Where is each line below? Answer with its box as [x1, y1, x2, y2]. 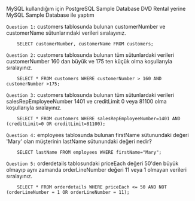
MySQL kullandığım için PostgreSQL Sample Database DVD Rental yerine [6, 5, 186, 12]
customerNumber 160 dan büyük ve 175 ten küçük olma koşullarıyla [6, 58, 172, 65]
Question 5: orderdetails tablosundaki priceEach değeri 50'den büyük [6, 160, 179, 167]
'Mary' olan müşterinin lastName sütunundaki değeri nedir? [6, 138, 153, 145]
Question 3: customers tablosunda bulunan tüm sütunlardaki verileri [6, 92, 175, 98]
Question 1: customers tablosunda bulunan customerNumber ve [6, 23, 166, 30]
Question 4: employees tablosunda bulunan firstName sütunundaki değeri [6, 132, 190, 138]
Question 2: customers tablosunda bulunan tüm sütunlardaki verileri [6, 51, 175, 59]
